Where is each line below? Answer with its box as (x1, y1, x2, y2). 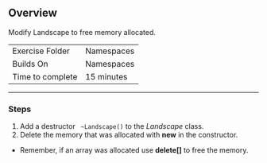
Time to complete (12, 71, 78, 82)
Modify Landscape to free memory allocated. (8, 27, 157, 37)
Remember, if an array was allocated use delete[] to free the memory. (19, 146, 249, 155)
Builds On (12, 58, 48, 69)
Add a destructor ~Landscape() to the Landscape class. (19, 122, 204, 131)
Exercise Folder (12, 45, 70, 56)
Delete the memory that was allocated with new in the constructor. (19, 130, 238, 140)
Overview (8, 6, 58, 20)
